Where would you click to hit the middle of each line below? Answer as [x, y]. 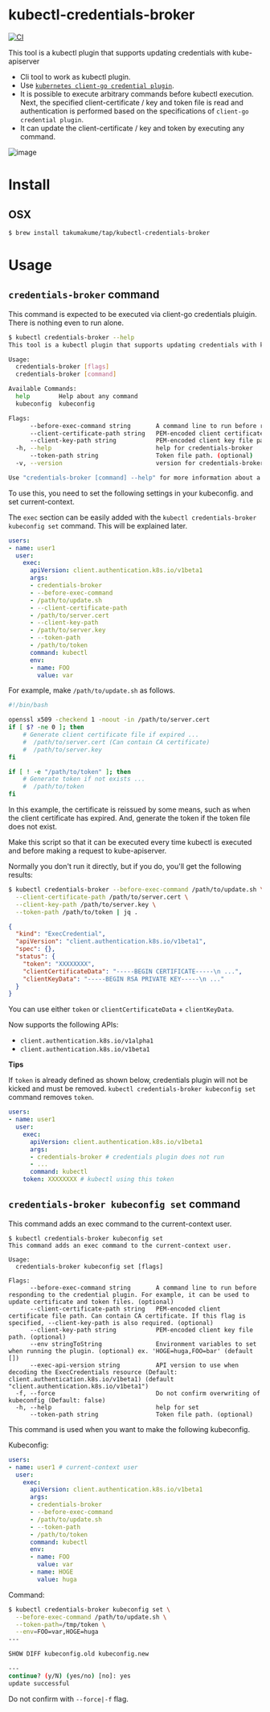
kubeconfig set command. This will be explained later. [98, 525]
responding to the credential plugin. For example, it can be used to [129, 1294]
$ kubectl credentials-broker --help [72, 337]
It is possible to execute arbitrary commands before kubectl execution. [137, 93]
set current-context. [41, 501]
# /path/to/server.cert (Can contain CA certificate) [117, 742]
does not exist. [33, 827]
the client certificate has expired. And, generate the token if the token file [129, 818]
